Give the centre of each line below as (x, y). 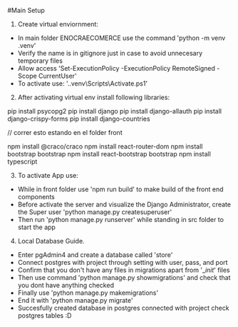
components (36, 197)
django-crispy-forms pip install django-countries (79, 119)
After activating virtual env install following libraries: (93, 97)
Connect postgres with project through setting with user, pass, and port (123, 262)
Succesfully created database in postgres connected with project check (123, 308)
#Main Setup (26, 10)
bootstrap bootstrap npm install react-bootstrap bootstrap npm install (109, 154)
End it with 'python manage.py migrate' (75, 300)
